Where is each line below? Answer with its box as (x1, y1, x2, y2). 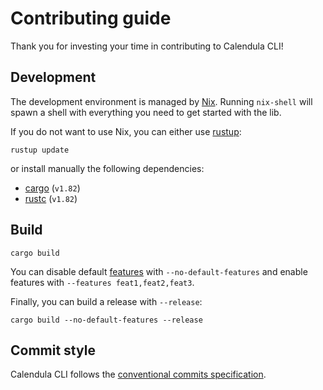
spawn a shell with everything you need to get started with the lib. (10, 106, 282, 118)
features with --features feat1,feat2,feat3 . (10, 276, 195, 288)
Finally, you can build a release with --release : (10, 295, 203, 307)
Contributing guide (10, 7, 172, 30)
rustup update (10, 145, 70, 155)
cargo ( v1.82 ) (24, 182, 81, 194)
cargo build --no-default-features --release (10, 315, 203, 325)
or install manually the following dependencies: (10, 162, 205, 174)
